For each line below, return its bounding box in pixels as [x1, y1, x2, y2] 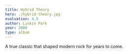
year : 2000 [5, 26, 28, 30]
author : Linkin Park [5, 21, 48, 26]
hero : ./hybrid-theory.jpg [5, 12, 61, 17]
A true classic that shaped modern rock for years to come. [5, 44, 124, 49]
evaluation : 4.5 [5, 16, 38, 21]
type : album [5, 30, 30, 35]
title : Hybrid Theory [5, 7, 50, 12]
